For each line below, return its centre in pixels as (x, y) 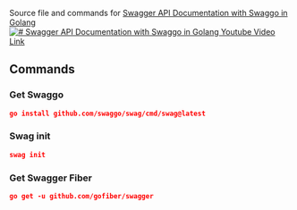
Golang (22, 22)
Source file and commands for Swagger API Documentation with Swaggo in (148, 13)
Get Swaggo (37, 95)
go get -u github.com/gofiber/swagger (81, 197)
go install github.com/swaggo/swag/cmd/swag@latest (107, 113)
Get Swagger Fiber (51, 178)
